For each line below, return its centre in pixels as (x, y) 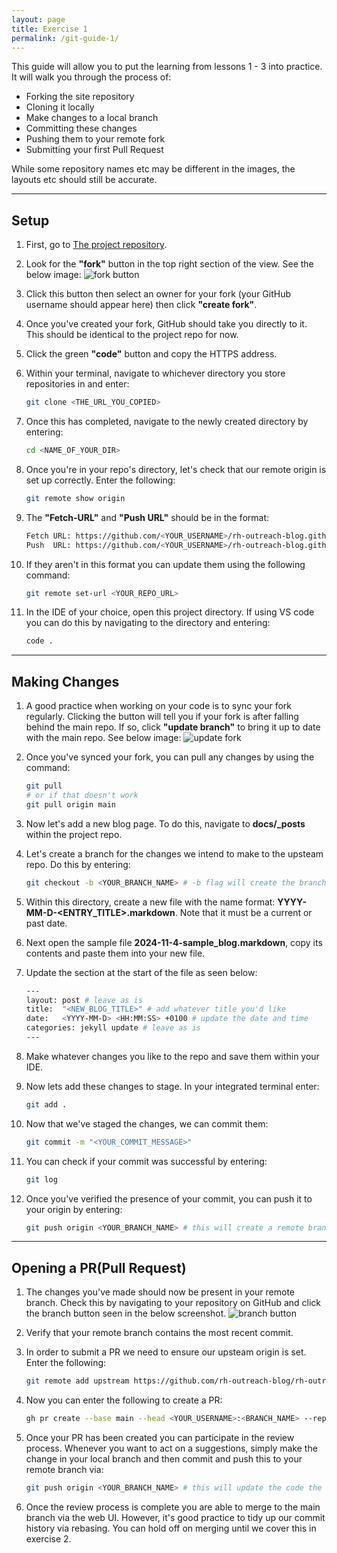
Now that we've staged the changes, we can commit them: (147, 1123)
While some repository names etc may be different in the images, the (153, 169)
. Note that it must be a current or (243, 912)
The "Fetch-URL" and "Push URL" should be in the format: (147, 517)
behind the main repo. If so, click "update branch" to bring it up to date (173, 727)
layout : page (38, 19)
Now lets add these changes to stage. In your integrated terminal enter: (172, 1086)
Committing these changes (81, 128)
